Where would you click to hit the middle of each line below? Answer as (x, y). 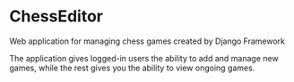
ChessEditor (56, 16)
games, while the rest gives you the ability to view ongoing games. (132, 68)
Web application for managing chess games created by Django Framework (147, 41)
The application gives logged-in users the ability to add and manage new (144, 58)
